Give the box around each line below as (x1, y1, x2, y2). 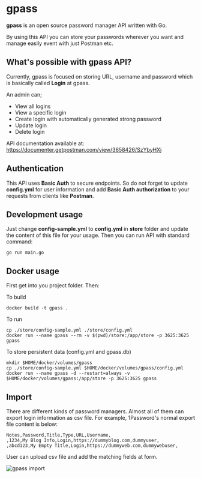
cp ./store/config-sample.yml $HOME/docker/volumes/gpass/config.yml (6, 365, 184, 371)
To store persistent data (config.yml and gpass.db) (6, 348, 132, 356)
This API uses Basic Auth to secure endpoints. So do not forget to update (6, 179, 188, 187)
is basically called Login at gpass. (6, 79, 90, 86)
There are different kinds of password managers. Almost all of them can (6, 408, 184, 415)
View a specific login (14, 109, 67, 116)
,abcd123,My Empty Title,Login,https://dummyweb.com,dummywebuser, (6, 443, 179, 449)
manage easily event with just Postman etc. (6, 40, 114, 47)
